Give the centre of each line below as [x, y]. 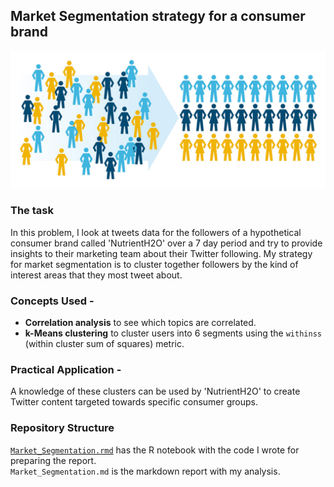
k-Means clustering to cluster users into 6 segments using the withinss [173, 333]
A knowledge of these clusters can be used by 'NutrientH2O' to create [155, 391]
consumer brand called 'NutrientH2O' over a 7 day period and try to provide [166, 243]
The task [32, 211]
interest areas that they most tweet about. [96, 275]
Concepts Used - [52, 301]
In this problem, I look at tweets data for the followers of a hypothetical [156, 232]
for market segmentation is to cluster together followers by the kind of [154, 264]
